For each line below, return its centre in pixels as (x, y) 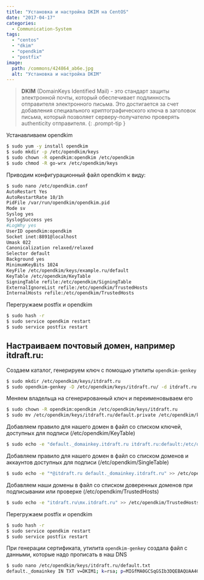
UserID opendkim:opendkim (39, 231)
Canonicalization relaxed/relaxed (50, 248)
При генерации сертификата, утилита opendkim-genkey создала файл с (97, 548)
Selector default (28, 254)
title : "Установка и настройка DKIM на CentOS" (68, 12)
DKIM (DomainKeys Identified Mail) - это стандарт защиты (95, 91)
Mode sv (16, 209)
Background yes (25, 259)
